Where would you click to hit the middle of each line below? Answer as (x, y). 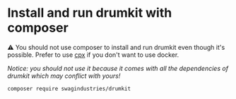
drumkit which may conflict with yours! (64, 76)
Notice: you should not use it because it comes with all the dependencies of (118, 68)
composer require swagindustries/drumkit (69, 88)
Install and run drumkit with (90, 13)
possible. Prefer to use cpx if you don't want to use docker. (93, 55)
